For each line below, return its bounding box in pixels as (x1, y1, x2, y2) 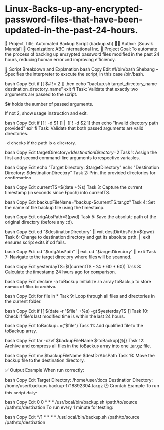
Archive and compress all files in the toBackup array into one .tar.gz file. (5, 343, 151, 349)
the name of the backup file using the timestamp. (5, 204, 105, 210)
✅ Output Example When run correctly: (5, 367, 85, 373)
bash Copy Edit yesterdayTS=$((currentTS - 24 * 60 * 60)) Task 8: (5, 263, 142, 269)
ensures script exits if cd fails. (5, 239, 66, 245)
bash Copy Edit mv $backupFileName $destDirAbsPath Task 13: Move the (5, 352, 155, 358)
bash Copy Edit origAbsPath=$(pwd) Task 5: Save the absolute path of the (5, 214, 157, 220)
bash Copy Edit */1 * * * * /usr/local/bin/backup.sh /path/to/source (5, 414, 140, 420)
